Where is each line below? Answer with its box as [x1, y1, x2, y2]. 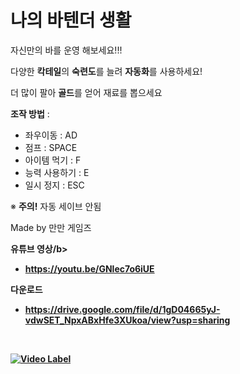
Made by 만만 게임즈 [10, 221, 92, 233]
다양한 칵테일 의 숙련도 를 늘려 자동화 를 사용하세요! [10, 65, 203, 77]
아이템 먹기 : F [24, 154, 82, 166]
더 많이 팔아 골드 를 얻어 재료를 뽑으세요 [10, 86, 163, 98]
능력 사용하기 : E [24, 166, 90, 178]
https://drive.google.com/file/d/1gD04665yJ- [24, 303, 221, 315]
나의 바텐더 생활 [10, 9, 132, 32]
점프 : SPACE [24, 141, 78, 153]
